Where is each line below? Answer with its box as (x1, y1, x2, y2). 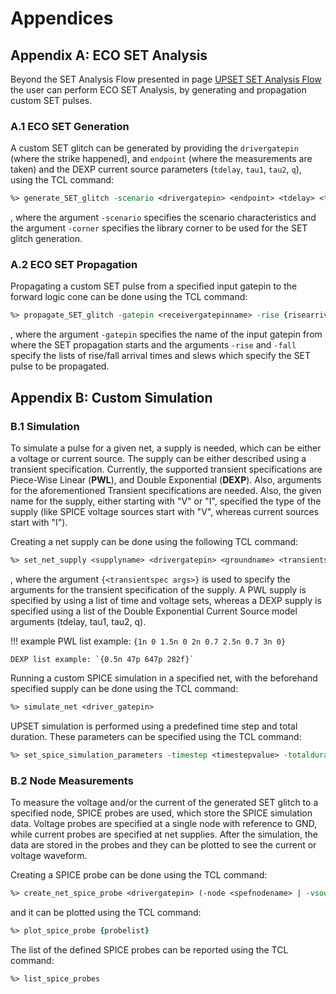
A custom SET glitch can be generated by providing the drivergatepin (10, 142, 299, 154)
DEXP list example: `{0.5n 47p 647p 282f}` (10, 654, 195, 664)
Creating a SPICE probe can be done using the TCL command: (10, 868, 268, 881)
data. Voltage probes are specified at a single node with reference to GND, (10, 817, 318, 829)
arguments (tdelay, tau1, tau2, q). (10, 615, 147, 627)
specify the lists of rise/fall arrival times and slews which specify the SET (10, 350, 312, 362)
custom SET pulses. (10, 95, 93, 106)
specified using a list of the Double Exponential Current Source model (10, 605, 298, 617)
